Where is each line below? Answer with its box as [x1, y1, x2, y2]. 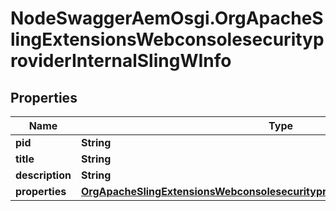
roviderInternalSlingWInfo [10, 50, 232, 72]
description [15, 168, 72, 182]
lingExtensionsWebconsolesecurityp [10, 28, 325, 51]
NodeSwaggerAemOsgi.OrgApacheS [10, 7, 324, 30]
